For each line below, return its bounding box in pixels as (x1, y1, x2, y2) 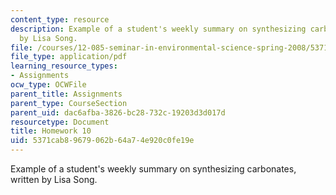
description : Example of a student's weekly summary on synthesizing (10, 24, 307, 34)
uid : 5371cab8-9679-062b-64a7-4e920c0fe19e (10, 136, 195, 146)
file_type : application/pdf (10, 52, 128, 62)
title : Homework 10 (10, 126, 92, 136)
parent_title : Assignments (10, 89, 123, 99)
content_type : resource (10, 14, 110, 25)
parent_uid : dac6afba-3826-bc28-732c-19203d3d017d (10, 107, 226, 118)
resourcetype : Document (10, 117, 110, 127)
